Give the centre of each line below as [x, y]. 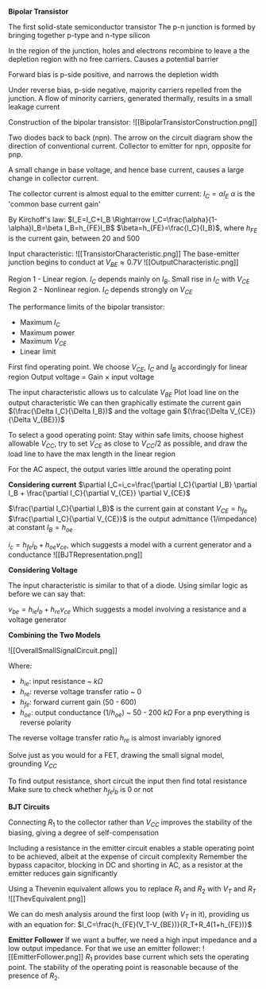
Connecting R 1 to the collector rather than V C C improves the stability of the [130, 823]
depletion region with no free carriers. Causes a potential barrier [114, 59]
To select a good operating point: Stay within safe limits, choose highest [126, 435]
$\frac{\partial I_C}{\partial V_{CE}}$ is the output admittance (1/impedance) [133, 519]
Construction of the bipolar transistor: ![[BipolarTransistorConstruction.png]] [133, 122]
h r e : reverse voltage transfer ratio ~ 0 [81, 692]
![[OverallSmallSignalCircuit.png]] [63, 651]
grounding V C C [33, 764]
